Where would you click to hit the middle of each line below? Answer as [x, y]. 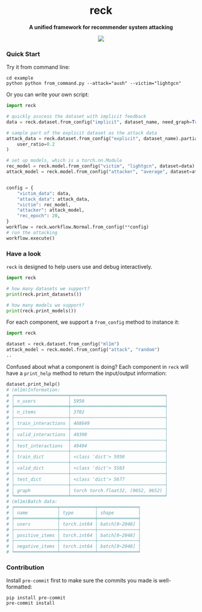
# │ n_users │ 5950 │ [87, 401]
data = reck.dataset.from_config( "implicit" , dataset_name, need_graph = [99, 122]
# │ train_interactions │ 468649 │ [87, 424]
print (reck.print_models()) [41, 311]
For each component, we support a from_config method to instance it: [93, 322]
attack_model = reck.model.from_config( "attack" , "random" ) [83, 350]
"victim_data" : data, [44, 193]
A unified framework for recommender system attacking [101, 27]
